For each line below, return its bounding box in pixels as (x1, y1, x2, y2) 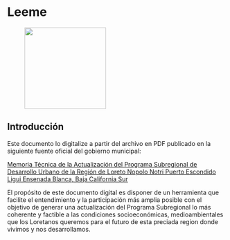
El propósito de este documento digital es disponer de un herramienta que (7, 188, 220, 196)
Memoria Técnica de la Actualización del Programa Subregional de (7, 160, 197, 168)
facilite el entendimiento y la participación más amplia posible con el (7, 195, 202, 204)
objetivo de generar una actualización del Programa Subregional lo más (7, 203, 211, 211)
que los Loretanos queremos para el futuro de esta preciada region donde (7, 217, 218, 225)
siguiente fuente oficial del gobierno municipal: (7, 147, 141, 155)
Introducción (7, 121, 64, 133)
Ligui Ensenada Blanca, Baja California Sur (7, 174, 128, 183)
